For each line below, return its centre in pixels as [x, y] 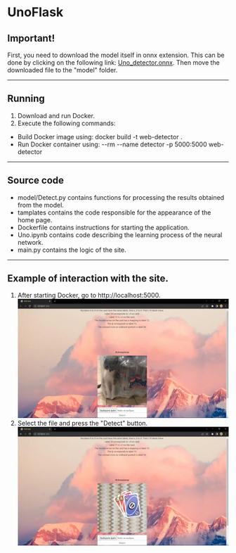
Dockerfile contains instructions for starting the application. [103, 227]
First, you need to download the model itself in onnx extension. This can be [116, 55]
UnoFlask [35, 12]
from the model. [41, 205]
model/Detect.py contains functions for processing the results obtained [121, 197]
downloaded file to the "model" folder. [63, 70]
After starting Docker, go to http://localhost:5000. [89, 295]
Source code [36, 180]
